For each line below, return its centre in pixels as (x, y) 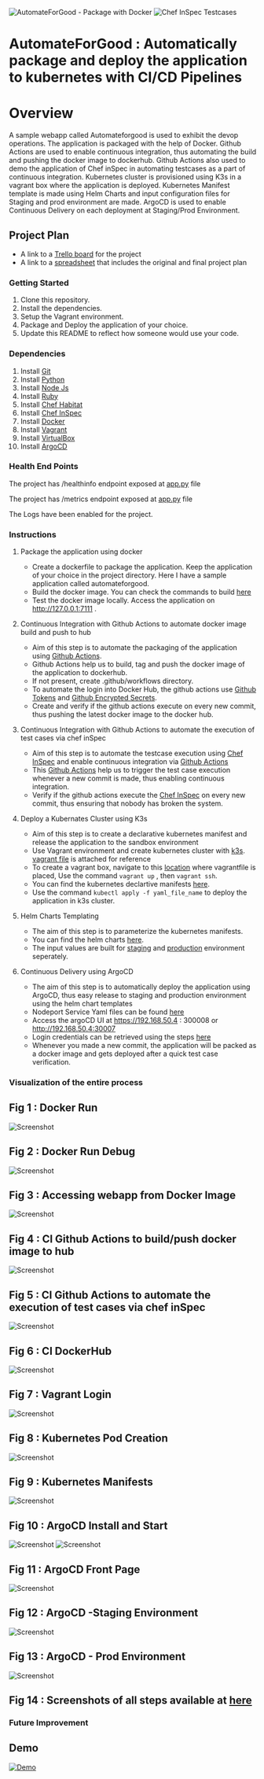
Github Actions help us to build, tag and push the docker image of (139, 664)
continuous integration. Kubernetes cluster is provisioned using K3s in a (125, 177)
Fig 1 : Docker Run (53, 1108)
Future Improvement (49, 1722)
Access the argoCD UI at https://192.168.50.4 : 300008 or (125, 1021)
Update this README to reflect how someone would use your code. (129, 334)
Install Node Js (44, 388)
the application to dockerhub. (80, 673)
